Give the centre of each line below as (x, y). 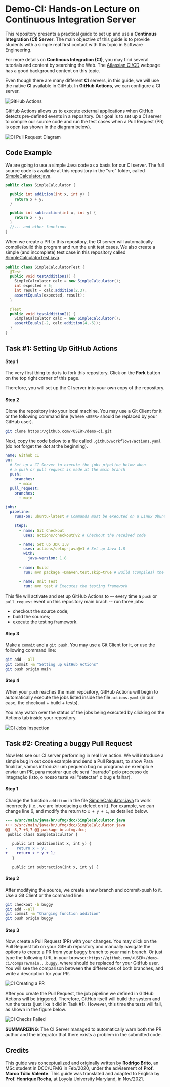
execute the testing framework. (45, 622)
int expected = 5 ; (34, 286)
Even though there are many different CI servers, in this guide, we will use (82, 80)
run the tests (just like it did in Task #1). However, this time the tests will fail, (84, 1004)
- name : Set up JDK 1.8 (44, 544)
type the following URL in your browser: (47, 958)
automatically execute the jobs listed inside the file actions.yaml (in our (79, 697)
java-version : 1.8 (47, 558)
